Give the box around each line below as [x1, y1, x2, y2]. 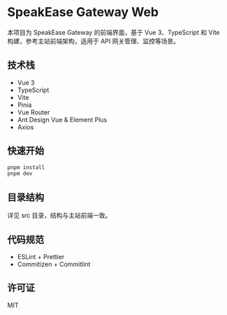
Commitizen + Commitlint [17, 260, 91, 268]
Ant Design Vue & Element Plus [17, 115, 108, 124]
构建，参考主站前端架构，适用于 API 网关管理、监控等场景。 [7, 36, 180, 45]
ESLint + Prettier [17, 252, 65, 261]
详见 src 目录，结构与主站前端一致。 [7, 211, 112, 220]
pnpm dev [7, 170, 33, 177]
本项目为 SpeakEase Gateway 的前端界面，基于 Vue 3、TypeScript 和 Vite [7, 28, 220, 36]
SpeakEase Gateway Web [7, 4, 159, 20]
